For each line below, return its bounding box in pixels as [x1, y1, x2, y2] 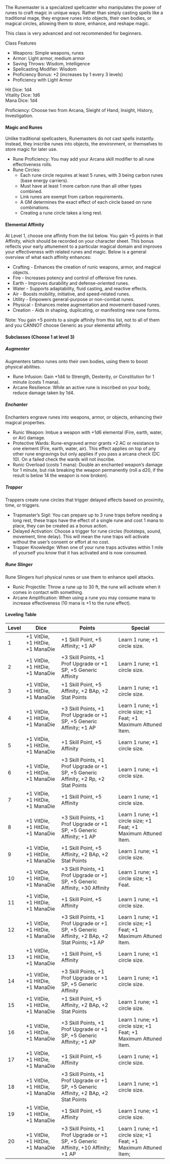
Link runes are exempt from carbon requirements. [20, 194, 124, 200]
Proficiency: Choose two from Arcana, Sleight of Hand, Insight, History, [5, 107, 153, 113]
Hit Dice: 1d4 [5, 87, 32, 93]
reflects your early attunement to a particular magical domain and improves [5, 243, 162, 250]
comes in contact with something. [12, 589, 83, 595]
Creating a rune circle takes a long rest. [20, 210, 103, 216]
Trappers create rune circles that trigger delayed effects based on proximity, [5, 497, 164, 503]
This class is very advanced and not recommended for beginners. [5, 30, 143, 36]
